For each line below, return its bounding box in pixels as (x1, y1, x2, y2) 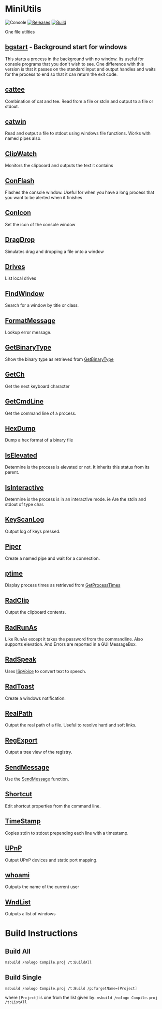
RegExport (5, 736, 38, 744)
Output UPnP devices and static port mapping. (5, 857, 98, 863)
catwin (5, 118, 27, 126)
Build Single (5, 973, 42, 981)
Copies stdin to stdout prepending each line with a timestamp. (5, 830, 129, 836)
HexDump (5, 424, 36, 433)
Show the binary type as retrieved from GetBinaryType (5, 356, 114, 362)
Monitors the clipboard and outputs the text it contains (5, 163, 114, 168)
